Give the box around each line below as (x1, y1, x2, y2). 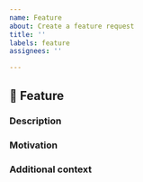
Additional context (9, 163, 93, 176)
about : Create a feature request (9, 22, 135, 31)
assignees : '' (9, 47, 63, 56)
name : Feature (9, 13, 63, 23)
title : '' (9, 30, 47, 39)
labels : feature (9, 38, 70, 48)
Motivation (9, 139, 58, 151)
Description (9, 114, 62, 127)
